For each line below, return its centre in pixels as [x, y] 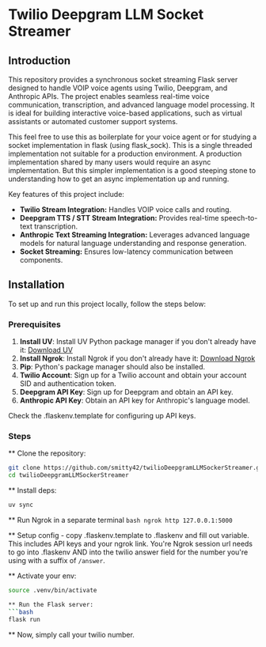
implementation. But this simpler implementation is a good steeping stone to [132, 170]
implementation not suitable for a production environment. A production [125, 153]
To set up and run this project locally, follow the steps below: [107, 304]
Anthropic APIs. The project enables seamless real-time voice [109, 96]
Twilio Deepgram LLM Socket [106, 15]
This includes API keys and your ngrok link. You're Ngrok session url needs [131, 544]
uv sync [21, 505]
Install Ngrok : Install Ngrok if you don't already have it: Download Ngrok [137, 358]
